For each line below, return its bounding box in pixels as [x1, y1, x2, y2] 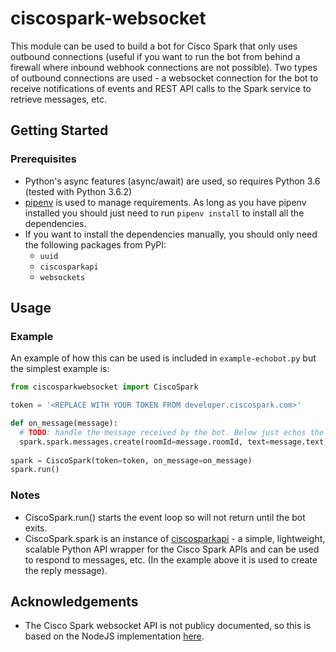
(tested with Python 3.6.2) [24, 185, 133, 197]
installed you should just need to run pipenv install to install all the [24, 207, 305, 219]
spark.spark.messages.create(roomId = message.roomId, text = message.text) [19, 437, 329, 447]
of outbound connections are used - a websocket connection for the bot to [10, 72, 319, 84]
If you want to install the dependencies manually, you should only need [24, 228, 318, 240]
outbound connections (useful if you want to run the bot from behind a [10, 50, 301, 62]
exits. [24, 522, 48, 534]
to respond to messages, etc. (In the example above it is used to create [24, 553, 318, 566]
